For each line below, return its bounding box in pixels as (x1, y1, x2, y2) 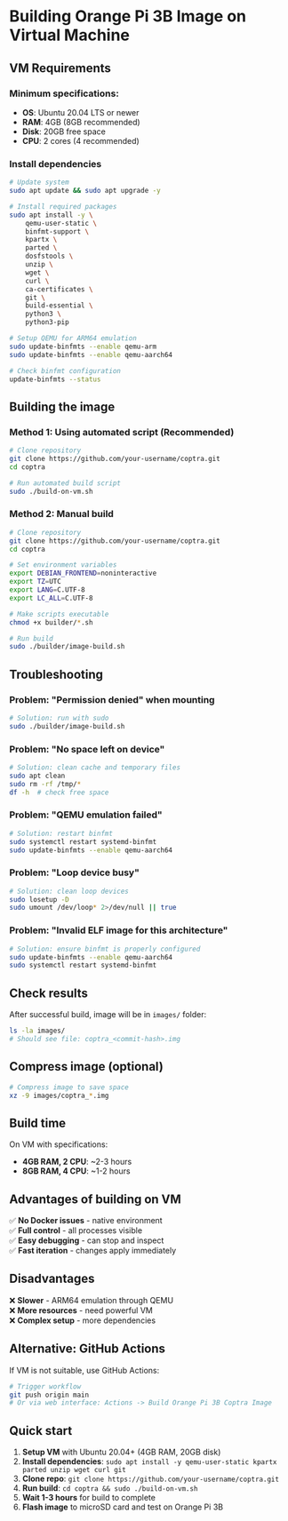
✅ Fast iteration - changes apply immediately (9, 1246, 177, 1256)
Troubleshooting (9, 666, 104, 681)
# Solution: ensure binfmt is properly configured (9, 944, 201, 953)
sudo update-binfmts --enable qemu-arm (9, 342, 157, 351)
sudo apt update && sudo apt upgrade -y (9, 187, 162, 195)
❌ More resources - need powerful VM (9, 1304, 153, 1316)
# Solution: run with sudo (9, 713, 109, 722)
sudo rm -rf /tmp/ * (9, 779, 82, 788)
